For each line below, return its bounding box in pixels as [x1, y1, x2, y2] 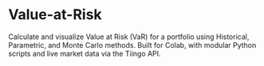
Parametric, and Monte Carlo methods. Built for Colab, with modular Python [8, 40, 257, 49]
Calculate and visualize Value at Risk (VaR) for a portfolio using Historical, [8, 32, 250, 41]
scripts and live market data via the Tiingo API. [8, 49, 161, 58]
